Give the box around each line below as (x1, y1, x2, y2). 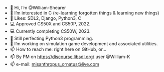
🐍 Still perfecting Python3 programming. (10, 35, 94, 41)
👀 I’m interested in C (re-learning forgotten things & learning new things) (10, 10, 159, 16)
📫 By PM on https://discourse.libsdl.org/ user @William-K (10, 54, 130, 60)
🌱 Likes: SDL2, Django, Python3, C (10, 15, 82, 21)
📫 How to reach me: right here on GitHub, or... (10, 46, 107, 52)
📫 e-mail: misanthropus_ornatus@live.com (10, 61, 99, 67)
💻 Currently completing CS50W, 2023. (10, 28, 91, 34)
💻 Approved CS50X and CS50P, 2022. (10, 21, 91, 27)
